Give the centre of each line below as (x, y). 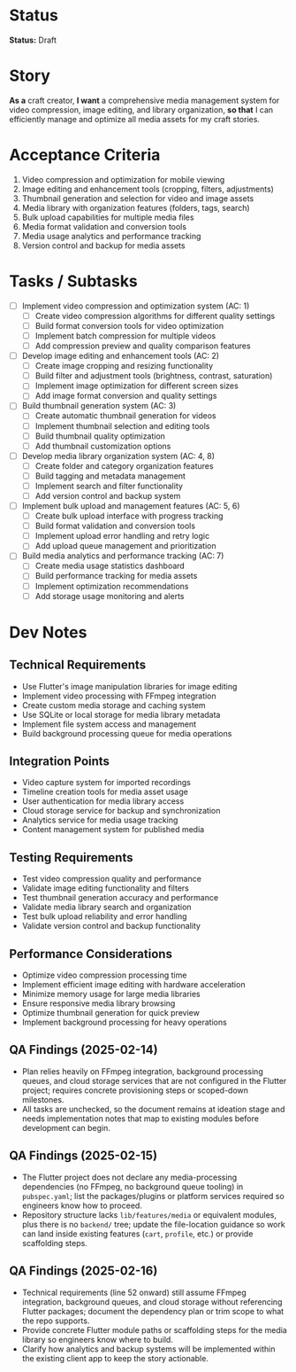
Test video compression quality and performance (111, 879)
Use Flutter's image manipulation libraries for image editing (129, 686)
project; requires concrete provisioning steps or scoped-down (135, 1090)
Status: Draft (33, 40)
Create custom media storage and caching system (114, 705)
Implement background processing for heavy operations (124, 1022)
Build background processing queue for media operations (127, 733)
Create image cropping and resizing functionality (124, 366)
